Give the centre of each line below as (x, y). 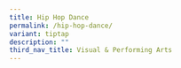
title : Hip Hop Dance (49, 17)
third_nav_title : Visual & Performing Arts (91, 50)
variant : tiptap (39, 34)
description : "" (39, 42)
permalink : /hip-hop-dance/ (61, 26)
